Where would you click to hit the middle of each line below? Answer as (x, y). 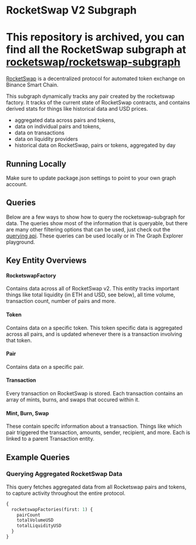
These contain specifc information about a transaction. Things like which (94, 426)
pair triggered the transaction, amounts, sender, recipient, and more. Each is (98, 432)
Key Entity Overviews (46, 261)
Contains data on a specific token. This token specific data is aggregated (94, 328)
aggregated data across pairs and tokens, (65, 120)
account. (17, 184)
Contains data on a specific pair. (45, 366)
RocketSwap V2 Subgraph (71, 10)
